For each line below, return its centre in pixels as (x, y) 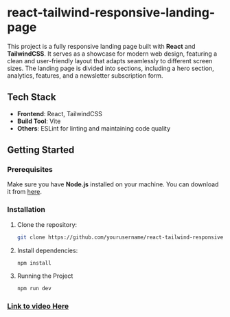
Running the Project (45, 276)
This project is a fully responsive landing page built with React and (101, 46)
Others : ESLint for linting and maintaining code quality (94, 128)
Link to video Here (38, 306)
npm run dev (34, 289)
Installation (26, 210)
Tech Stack (32, 97)
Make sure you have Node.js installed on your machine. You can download (113, 184)
